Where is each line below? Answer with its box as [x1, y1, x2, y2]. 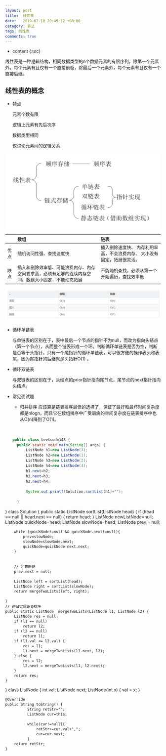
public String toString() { [5, 702, 63, 707]
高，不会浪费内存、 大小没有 [100, 250, 159, 256]
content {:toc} [12, 48, 41, 54]
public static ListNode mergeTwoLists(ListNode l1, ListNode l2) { [5, 609, 149, 614]
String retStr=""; [27, 707, 65, 712]
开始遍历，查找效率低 [100, 274, 144, 280]
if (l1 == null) [14, 619, 48, 624]
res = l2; [23, 659, 43, 664]
